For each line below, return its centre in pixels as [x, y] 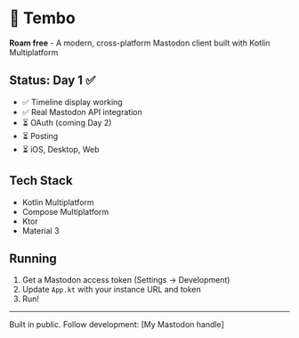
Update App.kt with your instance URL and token [112, 290]
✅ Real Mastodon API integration [82, 111]
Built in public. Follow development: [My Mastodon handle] [117, 325]
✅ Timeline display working [72, 102]
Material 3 [40, 230]
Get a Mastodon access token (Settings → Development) [126, 280]
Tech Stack [41, 181]
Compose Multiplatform [65, 211]
